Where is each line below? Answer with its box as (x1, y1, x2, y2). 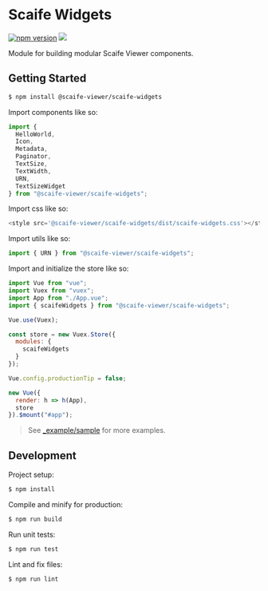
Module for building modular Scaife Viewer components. (8, 48, 194, 58)
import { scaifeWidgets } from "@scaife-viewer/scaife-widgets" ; (8, 301, 230, 309)
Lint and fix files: (8, 559, 63, 569)
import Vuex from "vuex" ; (8, 287, 94, 295)
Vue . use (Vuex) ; (8, 315, 59, 324)
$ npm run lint (8, 575, 59, 583)
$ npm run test (8, 545, 59, 553)
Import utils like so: (8, 234, 71, 244)
